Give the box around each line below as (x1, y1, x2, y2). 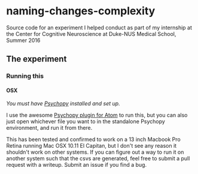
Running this (6, 72, 44, 80)
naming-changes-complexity (6, 4, 156, 18)
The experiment (6, 54, 67, 64)
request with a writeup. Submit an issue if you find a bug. (6, 161, 147, 169)
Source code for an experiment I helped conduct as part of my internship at (6, 24, 193, 31)
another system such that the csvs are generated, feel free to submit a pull (6, 155, 190, 162)
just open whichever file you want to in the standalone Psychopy (6, 118, 166, 125)
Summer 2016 (6, 36, 41, 44)
